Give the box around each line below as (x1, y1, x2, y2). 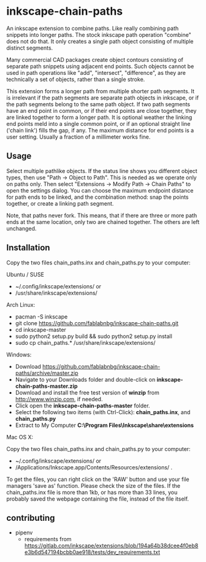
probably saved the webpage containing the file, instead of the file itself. (6, 495, 189, 502)
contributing (6, 512, 55, 523)
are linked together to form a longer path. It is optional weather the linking (6, 114, 193, 121)
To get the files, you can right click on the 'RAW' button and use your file (6, 475, 190, 483)
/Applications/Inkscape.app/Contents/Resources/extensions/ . (15, 463, 173, 471)
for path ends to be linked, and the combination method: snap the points (6, 193, 189, 201)
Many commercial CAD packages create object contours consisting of (6, 56, 184, 63)
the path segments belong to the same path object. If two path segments (6, 100, 191, 108)
